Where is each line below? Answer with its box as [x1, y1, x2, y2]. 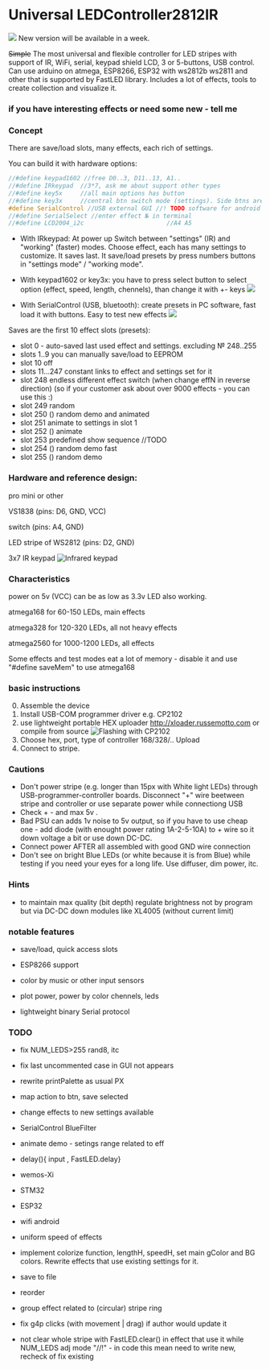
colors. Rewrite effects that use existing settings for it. [19, 1256, 199, 1266]
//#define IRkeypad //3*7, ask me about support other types [8, 182, 221, 190]
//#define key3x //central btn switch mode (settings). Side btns [8, 196, 250, 205]
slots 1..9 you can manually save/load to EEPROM [19, 349, 183, 359]
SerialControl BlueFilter [19, 1123, 97, 1133]
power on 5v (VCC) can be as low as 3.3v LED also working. [8, 591, 207, 601]
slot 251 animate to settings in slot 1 [19, 418, 138, 428]
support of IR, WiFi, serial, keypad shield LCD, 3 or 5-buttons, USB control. [8, 57, 255, 67]
